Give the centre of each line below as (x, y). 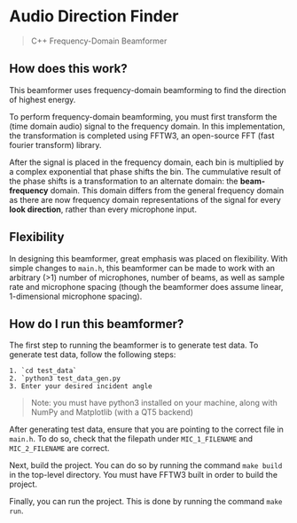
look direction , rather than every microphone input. (103, 209)
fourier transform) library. (55, 144)
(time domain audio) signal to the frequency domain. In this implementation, (147, 126)
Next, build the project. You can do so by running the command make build (146, 465)
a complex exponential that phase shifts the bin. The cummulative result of (145, 171)
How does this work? (68, 69)
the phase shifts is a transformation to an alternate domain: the (124, 181)
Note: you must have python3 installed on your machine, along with (154, 403)
